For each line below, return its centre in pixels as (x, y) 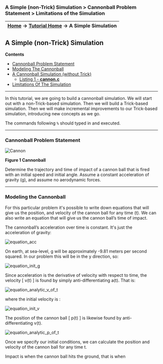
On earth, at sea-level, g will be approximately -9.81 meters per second (76, 251)
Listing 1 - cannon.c (39, 79)
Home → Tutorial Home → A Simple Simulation (62, 26)
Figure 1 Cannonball (25, 160)
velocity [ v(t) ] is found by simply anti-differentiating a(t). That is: (70, 280)
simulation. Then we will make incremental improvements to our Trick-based (81, 109)
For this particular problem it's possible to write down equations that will (77, 207)
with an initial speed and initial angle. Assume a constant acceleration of (77, 175)
